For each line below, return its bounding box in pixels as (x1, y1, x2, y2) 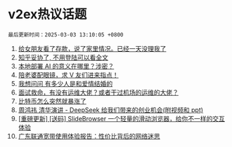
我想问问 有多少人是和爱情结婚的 (18, 79, 113, 87)
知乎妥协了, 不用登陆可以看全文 (18, 53, 108, 62)
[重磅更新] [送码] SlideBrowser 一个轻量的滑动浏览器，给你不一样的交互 (18, 114, 226, 122)
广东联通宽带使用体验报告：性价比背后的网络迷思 (18, 132, 160, 140)
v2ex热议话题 (8, 6, 87, 22)
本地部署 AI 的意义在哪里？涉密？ (18, 62, 115, 70)
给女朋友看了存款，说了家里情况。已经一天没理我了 (18, 44, 167, 52)
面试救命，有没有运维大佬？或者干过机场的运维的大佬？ (18, 88, 179, 97)
